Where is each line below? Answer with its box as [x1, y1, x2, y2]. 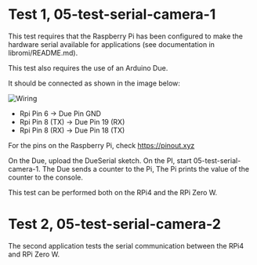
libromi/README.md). [8, 48, 78, 57]
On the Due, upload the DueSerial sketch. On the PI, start [8, 155, 192, 165]
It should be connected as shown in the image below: [8, 78, 180, 88]
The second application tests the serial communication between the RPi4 [8, 241, 244, 250]
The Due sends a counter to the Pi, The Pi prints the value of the [42, 164, 249, 173]
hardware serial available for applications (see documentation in [8, 39, 215, 49]
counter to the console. [8, 172, 84, 182]
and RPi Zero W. [8, 249, 60, 259]
